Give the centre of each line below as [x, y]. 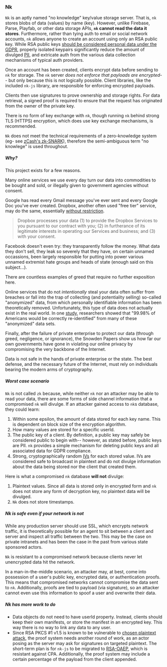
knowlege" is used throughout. [37, 147]
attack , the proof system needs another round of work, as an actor [81, 638]
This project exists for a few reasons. [43, 170]
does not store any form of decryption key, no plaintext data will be [81, 492]
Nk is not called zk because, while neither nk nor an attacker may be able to [82, 394]
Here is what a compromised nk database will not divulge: [65, 477]
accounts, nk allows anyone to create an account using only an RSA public [82, 39]
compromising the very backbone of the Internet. [56, 349]
